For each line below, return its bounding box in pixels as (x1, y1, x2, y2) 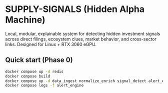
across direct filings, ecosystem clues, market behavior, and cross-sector (5, 36, 156, 42)
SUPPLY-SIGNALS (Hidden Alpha (5, 3, 145, 15)
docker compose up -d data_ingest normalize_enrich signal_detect (5, 78, 146, 83)
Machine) (5, 14, 46, 25)
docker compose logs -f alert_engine (5, 83, 84, 88)
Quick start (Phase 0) (5, 56, 73, 64)
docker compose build (5, 73, 50, 78)
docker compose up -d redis (5, 69, 64, 74)
